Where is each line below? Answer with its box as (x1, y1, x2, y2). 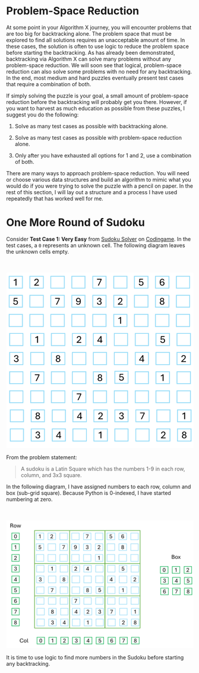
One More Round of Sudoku (6, 216, 146, 229)
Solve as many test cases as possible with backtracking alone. (14, 122, 168, 129)
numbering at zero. (6, 495, 53, 503)
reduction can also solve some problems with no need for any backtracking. (6, 68, 192, 75)
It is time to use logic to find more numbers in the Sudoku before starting (6, 654, 184, 661)
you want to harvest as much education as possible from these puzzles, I (6, 105, 185, 112)
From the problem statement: (6, 453, 77, 461)
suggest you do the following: (6, 111, 79, 118)
